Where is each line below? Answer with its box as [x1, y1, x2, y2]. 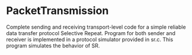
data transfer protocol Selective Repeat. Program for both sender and [6, 29, 176, 36]
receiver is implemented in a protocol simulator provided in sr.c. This [6, 36, 174, 43]
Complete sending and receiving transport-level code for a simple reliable [6, 23, 186, 30]
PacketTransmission [6, 4, 109, 18]
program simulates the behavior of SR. [6, 42, 100, 49]
